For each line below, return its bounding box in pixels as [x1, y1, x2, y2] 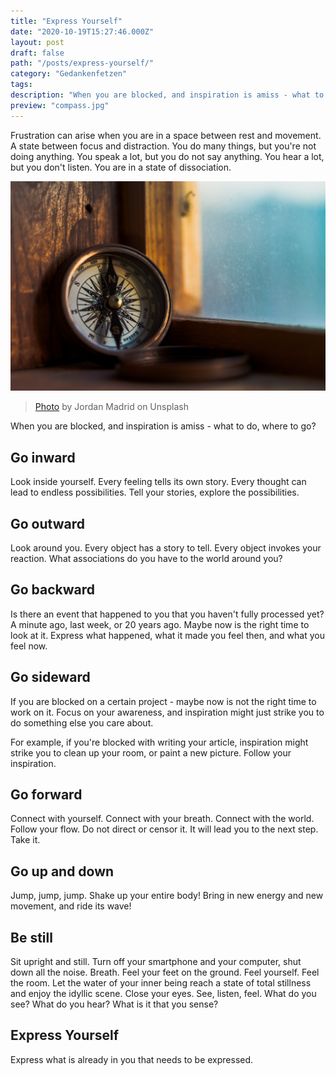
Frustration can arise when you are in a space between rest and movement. [10, 129, 322, 141]
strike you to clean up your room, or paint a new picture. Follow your [10, 746, 292, 759]
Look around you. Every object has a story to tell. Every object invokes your [10, 541, 322, 554]
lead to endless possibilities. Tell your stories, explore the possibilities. [10, 486, 300, 499]
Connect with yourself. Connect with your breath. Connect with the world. [10, 813, 315, 825]
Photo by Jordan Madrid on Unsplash [34, 401, 189, 413]
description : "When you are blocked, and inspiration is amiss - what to [10, 90, 325, 100]
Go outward [10, 515, 85, 532]
